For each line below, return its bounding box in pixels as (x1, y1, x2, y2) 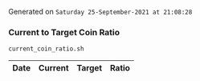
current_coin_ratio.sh (8, 45, 84, 53)
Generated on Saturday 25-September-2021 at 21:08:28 (8, 7, 193, 16)
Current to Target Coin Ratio (8, 26, 120, 38)
